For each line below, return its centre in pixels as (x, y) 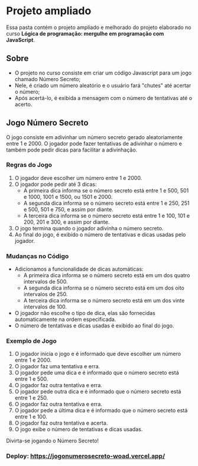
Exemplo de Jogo (32, 341)
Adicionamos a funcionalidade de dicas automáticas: (79, 269)
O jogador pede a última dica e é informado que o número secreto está (101, 410)
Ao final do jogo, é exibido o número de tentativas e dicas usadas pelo (100, 234)
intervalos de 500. (46, 282)
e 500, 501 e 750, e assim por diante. (68, 209)
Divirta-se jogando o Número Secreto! (53, 441)
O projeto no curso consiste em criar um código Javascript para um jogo (103, 73)
